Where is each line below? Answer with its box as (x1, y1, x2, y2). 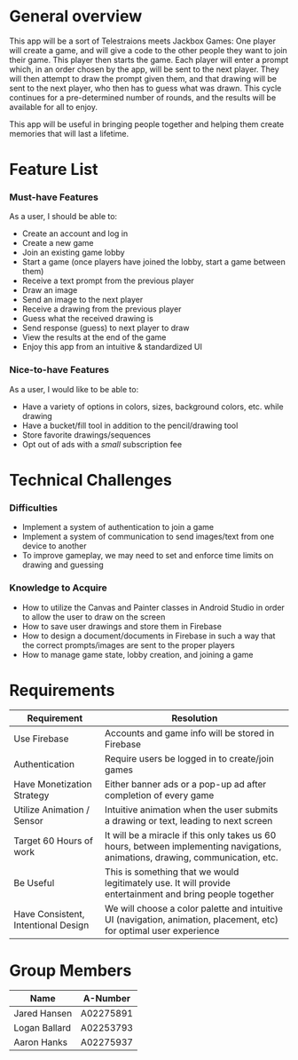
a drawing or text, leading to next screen (105, 815, 273, 827)
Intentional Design (13, 919, 90, 931)
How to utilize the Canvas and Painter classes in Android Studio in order (21, 602, 286, 613)
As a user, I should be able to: (9, 211, 118, 222)
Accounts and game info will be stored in (105, 727, 275, 740)
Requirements (9, 680, 115, 700)
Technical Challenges (9, 470, 173, 490)
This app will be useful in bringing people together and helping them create (9, 118, 285, 130)
